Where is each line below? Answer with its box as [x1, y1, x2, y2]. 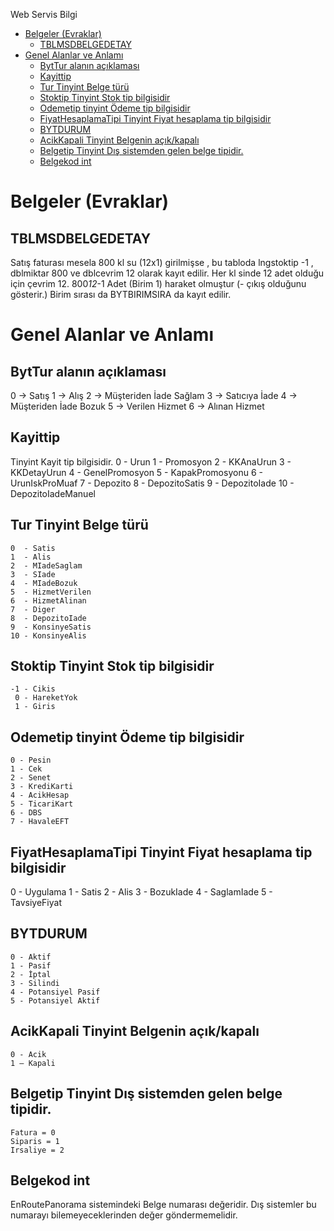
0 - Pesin [10, 755, 52, 766]
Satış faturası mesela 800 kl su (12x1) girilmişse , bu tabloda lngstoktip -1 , [10, 257, 314, 268]
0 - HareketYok [14, 693, 78, 703]
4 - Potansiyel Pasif [10, 987, 101, 997]
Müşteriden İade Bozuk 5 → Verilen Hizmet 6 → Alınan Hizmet [10, 400, 265, 412]
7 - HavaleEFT [10, 817, 70, 827]
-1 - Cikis [10, 684, 56, 694]
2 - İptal [10, 969, 52, 979]
